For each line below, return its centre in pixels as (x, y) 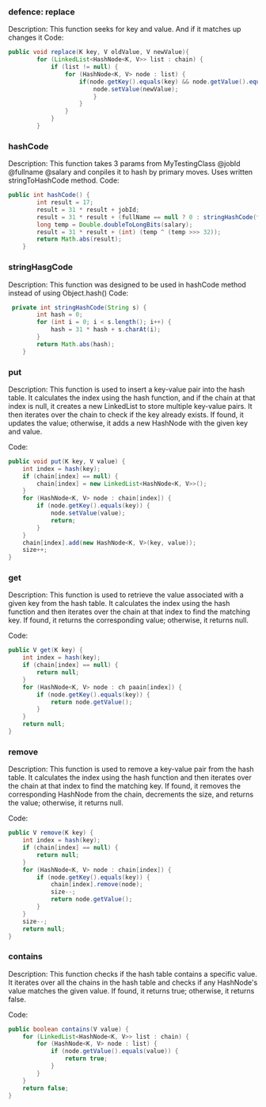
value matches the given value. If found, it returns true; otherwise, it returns (131, 990)
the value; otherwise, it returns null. (66, 803)
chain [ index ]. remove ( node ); (97, 885)
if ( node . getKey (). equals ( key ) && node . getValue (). (164, 82)
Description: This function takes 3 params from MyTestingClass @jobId (124, 164)
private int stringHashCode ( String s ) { (79, 307)
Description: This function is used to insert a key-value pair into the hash (127, 389)
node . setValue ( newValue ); (136, 89)
